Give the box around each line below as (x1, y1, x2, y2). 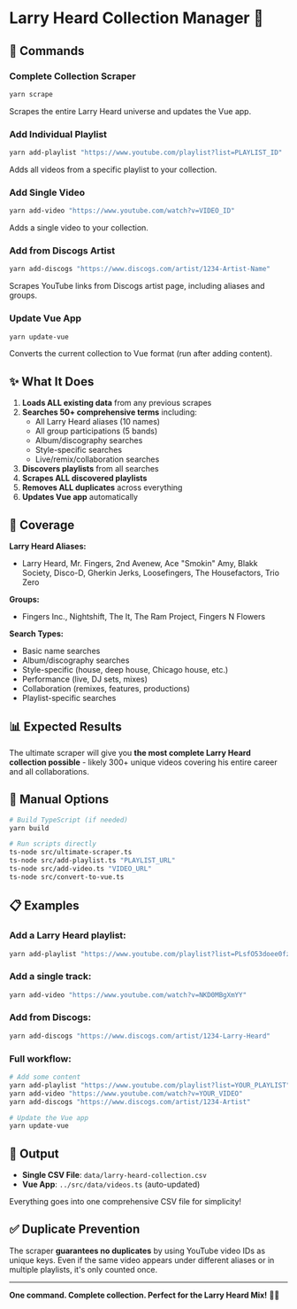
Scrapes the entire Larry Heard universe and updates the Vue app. (9, 105, 252, 116)
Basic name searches (21, 646, 101, 657)
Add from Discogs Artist (9, 245, 116, 257)
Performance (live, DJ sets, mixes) (21, 674, 148, 685)
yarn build (9, 823, 49, 832)
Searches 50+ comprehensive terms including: (21, 407, 197, 417)
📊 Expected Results (9, 720, 122, 735)
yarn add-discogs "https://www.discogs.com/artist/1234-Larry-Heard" (9, 1032, 271, 1040)
